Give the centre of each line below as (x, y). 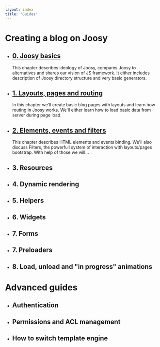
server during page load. (37, 115)
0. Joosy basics (36, 56)
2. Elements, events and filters (59, 130)
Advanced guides (41, 288)
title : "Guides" (21, 14)
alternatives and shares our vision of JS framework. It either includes (81, 73)
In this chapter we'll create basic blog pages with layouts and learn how (83, 105)
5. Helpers (28, 201)
